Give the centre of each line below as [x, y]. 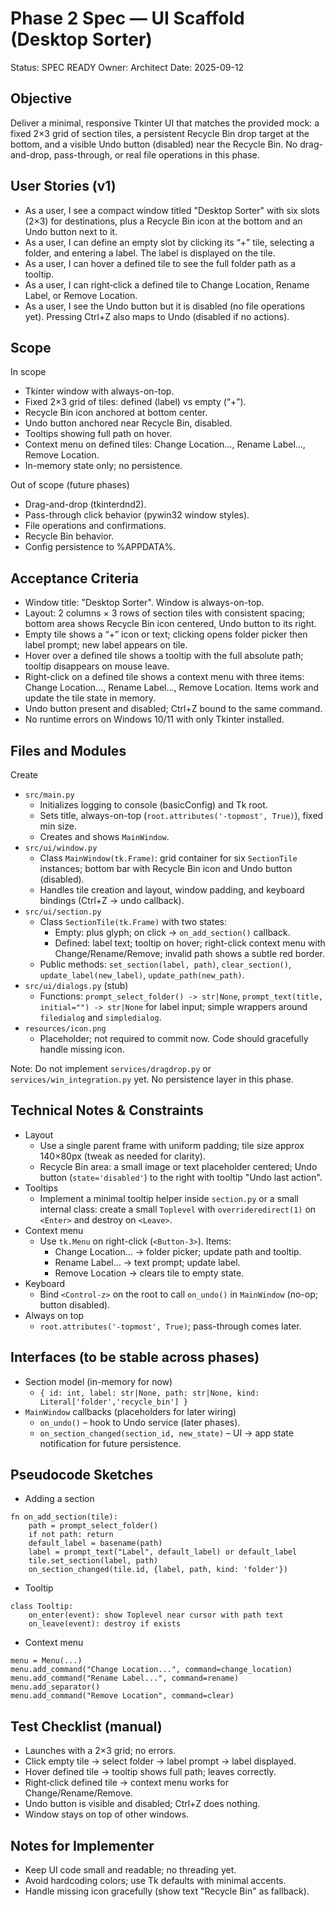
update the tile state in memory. [90, 698]
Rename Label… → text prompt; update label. [147, 1262]
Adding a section [59, 1499]
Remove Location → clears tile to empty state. [149, 1273]
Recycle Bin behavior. [69, 536]
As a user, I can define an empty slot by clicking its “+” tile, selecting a [169, 242]
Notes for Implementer [82, 1845]
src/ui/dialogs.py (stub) [76, 985]
